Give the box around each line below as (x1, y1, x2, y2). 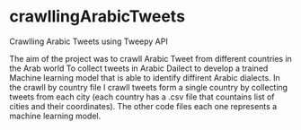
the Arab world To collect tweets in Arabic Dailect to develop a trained (9, 63, 269, 74)
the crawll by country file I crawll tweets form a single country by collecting (9, 82, 288, 92)
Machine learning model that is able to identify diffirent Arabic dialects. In (9, 72, 280, 82)
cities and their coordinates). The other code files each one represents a (9, 100, 278, 111)
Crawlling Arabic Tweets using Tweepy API (9, 36, 168, 47)
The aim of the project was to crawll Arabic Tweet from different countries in (9, 53, 292, 64)
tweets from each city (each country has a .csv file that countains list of (9, 91, 275, 102)
